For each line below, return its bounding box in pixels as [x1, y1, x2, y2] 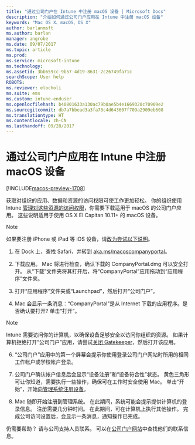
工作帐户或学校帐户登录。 [14, 358, 77, 365]
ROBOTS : [6, 80, 25, 86]
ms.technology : [6, 63, 43, 69]
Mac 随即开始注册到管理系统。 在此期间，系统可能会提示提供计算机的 [14, 397, 183, 405]
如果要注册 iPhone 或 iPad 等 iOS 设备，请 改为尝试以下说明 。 [6, 235, 153, 242]
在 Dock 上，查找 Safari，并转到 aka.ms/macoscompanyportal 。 [14, 248, 170, 255]
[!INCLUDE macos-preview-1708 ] [6, 184, 85, 191]
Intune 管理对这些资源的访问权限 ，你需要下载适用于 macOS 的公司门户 [6, 204, 177, 211]
